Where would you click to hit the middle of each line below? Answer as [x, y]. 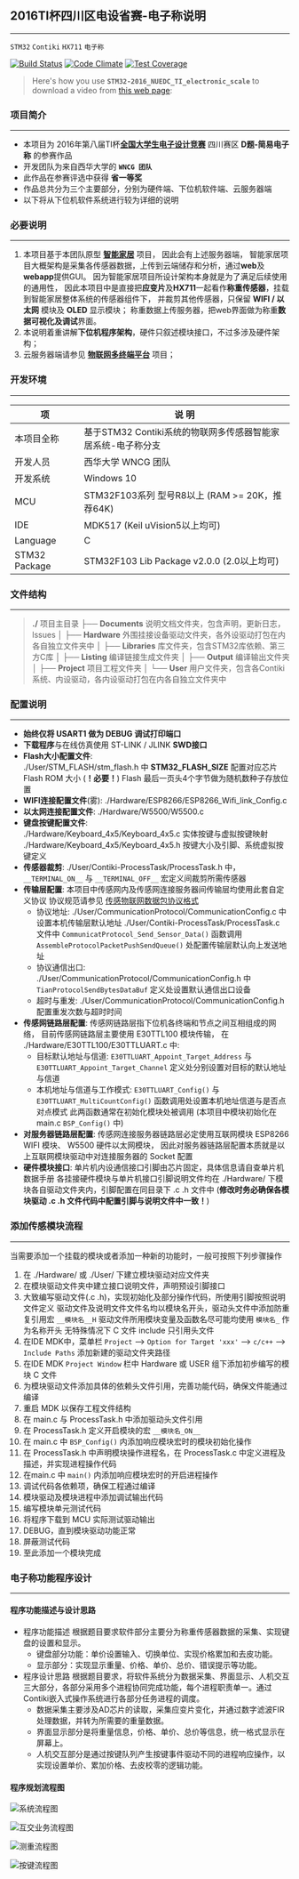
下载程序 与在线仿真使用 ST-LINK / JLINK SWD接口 [115, 745]
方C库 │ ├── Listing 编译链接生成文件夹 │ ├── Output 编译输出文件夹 [161, 657]
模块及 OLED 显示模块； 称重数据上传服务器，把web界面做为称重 [159, 310]
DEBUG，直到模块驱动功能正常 [79, 1530]
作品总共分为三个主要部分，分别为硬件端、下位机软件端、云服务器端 [147, 189]
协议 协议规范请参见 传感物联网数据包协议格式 [114, 900]
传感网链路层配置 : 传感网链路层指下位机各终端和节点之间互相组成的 [146, 1023]
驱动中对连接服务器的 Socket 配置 [131, 1157]
